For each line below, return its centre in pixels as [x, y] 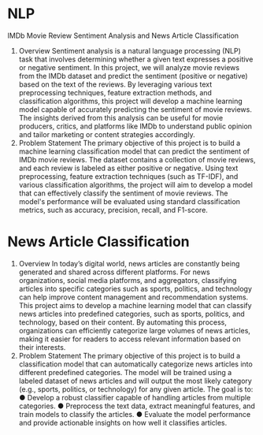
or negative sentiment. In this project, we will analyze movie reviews [129, 67]
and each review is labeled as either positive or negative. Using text [128, 168]
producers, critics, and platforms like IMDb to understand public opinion [135, 126]
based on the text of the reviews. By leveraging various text [115, 84]
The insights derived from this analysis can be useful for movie [121, 117]
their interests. [42, 347]
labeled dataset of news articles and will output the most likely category [135, 381]
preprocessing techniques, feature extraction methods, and [115, 92]
